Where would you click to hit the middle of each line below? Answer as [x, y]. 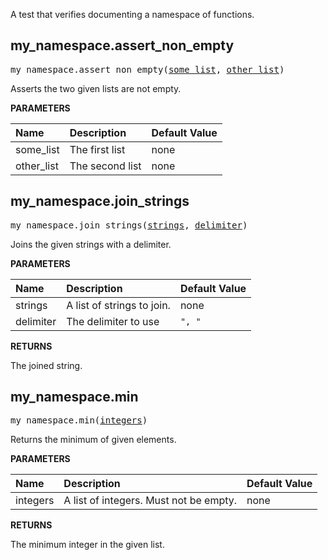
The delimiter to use [113, 321]
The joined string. [46, 365]
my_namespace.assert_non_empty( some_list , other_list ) [147, 69]
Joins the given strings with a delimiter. [91, 244]
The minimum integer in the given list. [87, 545]
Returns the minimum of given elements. [93, 440]
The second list [105, 166]
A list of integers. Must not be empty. [150, 501]
